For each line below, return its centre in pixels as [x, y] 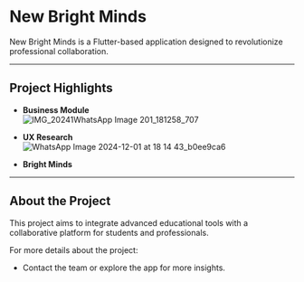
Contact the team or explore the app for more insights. [124, 268]
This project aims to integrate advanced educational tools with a [129, 222]
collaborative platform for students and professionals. [109, 232]
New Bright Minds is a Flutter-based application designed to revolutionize [146, 42]
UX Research [47, 136]
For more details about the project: [74, 249]
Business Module [56, 109]
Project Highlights [61, 88]
